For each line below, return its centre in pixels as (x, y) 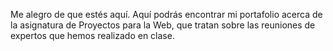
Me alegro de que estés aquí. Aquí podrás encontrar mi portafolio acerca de (166, 14)
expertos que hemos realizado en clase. (92, 35)
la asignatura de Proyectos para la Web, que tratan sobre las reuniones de (163, 25)
